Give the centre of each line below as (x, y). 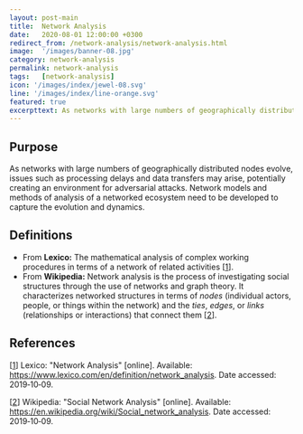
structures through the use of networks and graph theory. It (133, 286)
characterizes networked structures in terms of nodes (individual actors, (156, 296)
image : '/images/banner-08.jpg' (72, 52)
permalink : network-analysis (64, 69)
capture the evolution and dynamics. (78, 207)
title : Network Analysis (58, 26)
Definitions (41, 236)
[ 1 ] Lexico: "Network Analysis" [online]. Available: (101, 365)
